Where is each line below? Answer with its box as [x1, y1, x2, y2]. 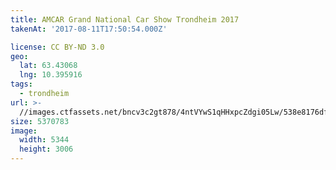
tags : [10, 79, 33, 90]
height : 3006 [19, 144, 74, 155]
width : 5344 [19, 135, 70, 145]
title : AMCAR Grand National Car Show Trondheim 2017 [10, 14, 240, 25]
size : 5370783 [10, 116, 70, 126]
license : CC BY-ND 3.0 [10, 42, 105, 52]
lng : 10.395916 [19, 70, 83, 80]
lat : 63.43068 [19, 61, 78, 71]
